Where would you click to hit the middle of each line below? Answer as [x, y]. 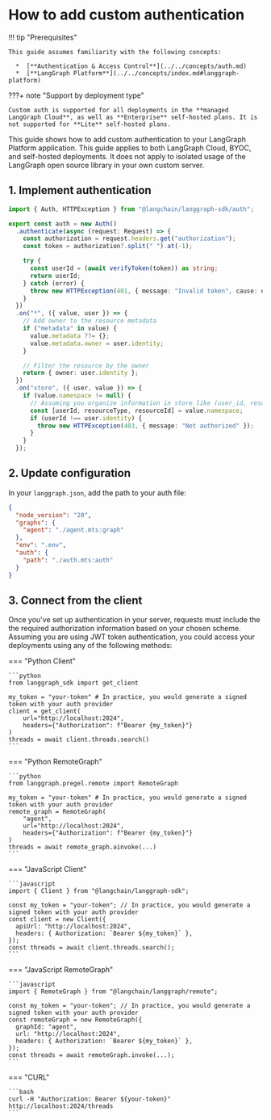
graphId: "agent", [47, 1027]
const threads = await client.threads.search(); [92, 948]
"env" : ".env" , [41, 545]
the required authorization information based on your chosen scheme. [125, 629]
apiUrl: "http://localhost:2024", [73, 927]
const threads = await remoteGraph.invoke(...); [92, 1055]
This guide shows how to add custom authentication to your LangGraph [127, 139]
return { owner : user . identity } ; [81, 373]
